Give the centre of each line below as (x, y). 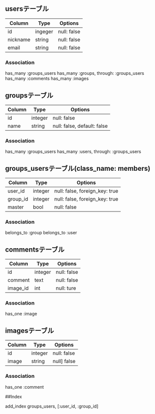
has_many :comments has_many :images (47, 79)
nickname (19, 40)
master (16, 207)
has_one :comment (25, 387)
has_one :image (21, 314)
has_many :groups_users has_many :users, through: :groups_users (73, 152)
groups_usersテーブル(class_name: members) (78, 168)
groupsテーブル (29, 95)
